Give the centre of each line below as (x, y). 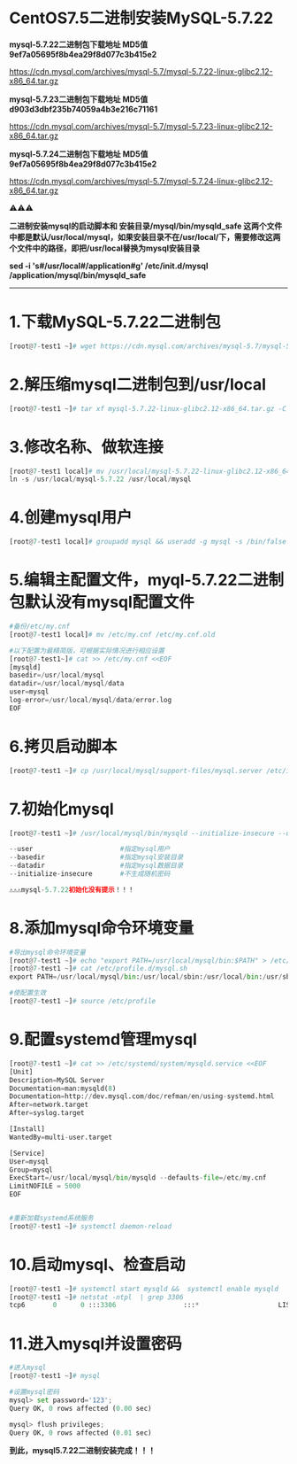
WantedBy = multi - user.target (61, 1137)
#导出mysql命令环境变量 (48, 952)
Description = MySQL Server (57, 1080)
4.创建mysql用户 (71, 518)
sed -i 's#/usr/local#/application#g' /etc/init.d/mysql (109, 266)
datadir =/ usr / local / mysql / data (67, 684)
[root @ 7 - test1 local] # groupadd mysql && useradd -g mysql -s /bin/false (148, 542)
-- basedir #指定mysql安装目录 (96, 857)
